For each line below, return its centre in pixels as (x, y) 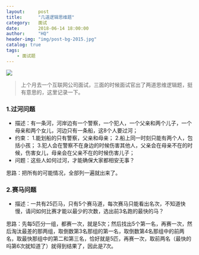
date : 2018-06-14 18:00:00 (48, 28)
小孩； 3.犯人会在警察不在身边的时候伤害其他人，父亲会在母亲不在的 (104, 145)
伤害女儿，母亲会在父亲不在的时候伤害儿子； (80, 153)
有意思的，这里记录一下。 (52, 92)
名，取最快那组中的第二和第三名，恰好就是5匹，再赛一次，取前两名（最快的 (99, 239)
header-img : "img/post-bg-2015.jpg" (51, 39)
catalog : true (24, 45)
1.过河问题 (21, 109)
